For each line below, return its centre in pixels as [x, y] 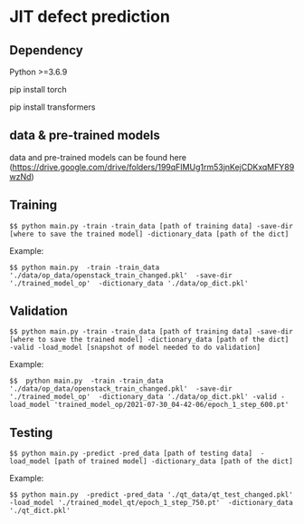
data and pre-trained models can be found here [98, 157]
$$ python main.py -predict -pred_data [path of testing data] [131, 454]
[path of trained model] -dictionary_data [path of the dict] [174, 461]
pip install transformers [52, 107]
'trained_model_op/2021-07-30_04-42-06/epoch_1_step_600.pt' [171, 405]
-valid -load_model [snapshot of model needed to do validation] [135, 348]
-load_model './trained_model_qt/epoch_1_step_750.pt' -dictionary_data [152, 503]
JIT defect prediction [90, 17]
